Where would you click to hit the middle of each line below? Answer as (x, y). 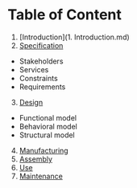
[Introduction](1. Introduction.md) (74, 37)
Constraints (38, 78)
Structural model (47, 135)
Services (34, 69)
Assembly (36, 159)
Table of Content (65, 15)
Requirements (42, 87)
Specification (41, 45)
